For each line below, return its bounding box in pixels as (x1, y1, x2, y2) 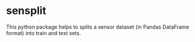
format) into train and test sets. (6, 29, 81, 36)
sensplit (6, 4, 47, 17)
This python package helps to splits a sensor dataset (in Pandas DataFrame (6, 23, 190, 30)
